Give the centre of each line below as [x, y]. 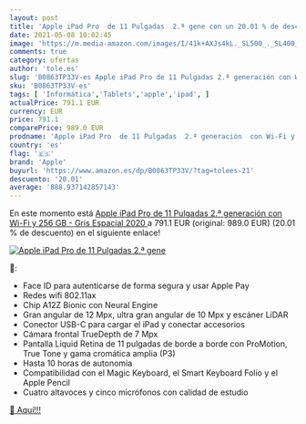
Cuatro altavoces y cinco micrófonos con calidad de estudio [135, 392]
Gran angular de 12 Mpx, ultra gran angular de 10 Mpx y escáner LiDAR [155, 315]
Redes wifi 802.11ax [59, 295]
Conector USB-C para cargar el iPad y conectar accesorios [134, 325]
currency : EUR [36, 111]
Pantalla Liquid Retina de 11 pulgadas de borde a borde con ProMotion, [155, 344]
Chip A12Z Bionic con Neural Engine [90, 305]
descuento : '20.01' [46, 179]
